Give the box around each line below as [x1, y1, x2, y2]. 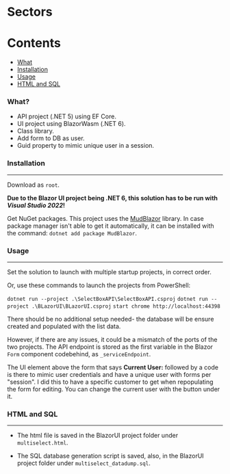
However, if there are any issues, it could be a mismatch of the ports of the [7, 336, 218, 344]
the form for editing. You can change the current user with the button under [7, 385, 220, 393]
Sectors [7, 4, 53, 20]
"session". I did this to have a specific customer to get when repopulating [7, 378, 214, 386]
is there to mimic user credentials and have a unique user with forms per [7, 371, 212, 379]
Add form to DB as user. [16, 134, 85, 142]
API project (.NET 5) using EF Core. [16, 112, 116, 120]
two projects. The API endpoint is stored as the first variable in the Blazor [7, 343, 214, 351]
